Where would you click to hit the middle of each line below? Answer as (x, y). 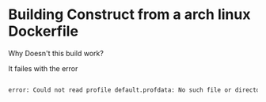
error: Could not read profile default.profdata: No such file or (120, 90)
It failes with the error (43, 68)
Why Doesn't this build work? (56, 53)
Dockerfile (44, 31)
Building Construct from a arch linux (129, 15)
